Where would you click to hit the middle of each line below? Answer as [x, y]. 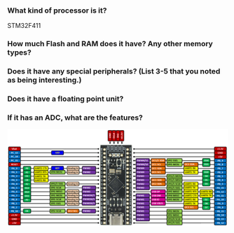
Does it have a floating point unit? [66, 99]
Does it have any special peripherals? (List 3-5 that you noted [114, 71]
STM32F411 [24, 26]
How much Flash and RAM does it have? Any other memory [110, 44]
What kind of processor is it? [57, 10]
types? [19, 52]
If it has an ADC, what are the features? [75, 118]
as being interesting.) [44, 80]
